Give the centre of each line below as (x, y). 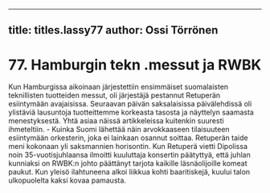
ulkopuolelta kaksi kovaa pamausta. (67, 180)
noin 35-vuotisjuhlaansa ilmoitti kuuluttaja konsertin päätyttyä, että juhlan (129, 155)
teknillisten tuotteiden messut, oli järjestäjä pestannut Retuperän (115, 95)
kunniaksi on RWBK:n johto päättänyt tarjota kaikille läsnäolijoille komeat (128, 163)
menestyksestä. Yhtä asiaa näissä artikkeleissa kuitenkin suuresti (116, 121)
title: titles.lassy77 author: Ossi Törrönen (113, 30)
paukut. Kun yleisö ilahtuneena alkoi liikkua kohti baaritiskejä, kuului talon (129, 172)
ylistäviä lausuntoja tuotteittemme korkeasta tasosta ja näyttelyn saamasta (131, 112)
